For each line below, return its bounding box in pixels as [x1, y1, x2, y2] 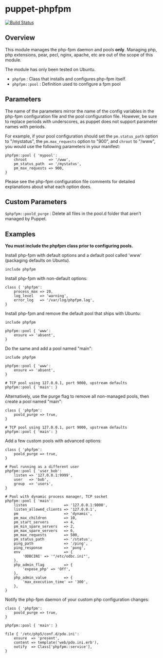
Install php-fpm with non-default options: [5, 275, 88, 281]
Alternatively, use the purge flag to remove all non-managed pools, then [5, 393, 149, 399]
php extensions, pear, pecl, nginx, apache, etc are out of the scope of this [5, 52, 153, 58]
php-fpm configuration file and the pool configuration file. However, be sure [5, 113, 157, 119]
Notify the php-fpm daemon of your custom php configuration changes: [5, 597, 149, 602]
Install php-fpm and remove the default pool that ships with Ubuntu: [5, 310, 141, 316]
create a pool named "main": [5, 399, 63, 405]
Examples [5, 230, 36, 238]
